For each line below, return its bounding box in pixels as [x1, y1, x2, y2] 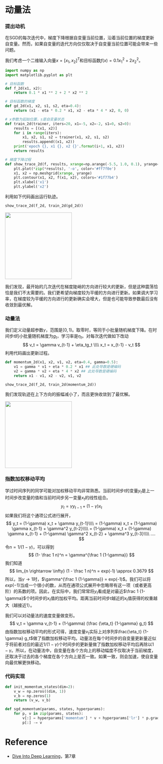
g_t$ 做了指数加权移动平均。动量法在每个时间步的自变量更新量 [24, 635, 148, 641]
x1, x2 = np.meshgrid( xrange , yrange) [14, 171, 92, 176]
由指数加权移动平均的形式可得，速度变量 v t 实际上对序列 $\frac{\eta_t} [5, 629, 142, 635]
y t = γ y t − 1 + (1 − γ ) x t [61, 503, 102, 510]
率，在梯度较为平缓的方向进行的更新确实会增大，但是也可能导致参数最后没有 [5, 295, 158, 301]
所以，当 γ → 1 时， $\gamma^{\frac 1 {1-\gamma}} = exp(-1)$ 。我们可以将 [5, 576, 151, 582]
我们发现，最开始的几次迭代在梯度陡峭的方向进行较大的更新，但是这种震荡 [5, 283, 154, 289]
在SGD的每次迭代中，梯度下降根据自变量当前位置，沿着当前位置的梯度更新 [5, 35, 154, 41]
